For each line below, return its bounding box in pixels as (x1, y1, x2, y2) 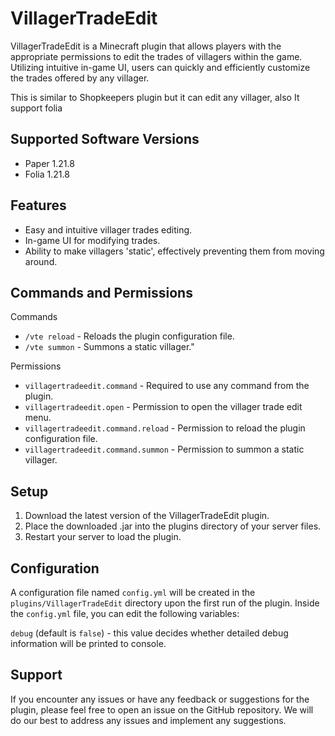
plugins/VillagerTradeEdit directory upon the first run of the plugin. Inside (10, 597, 320, 609)
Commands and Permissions (10, 284, 193, 301)
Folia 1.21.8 (24, 168, 70, 180)
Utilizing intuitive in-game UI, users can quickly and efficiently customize (10, 61, 311, 73)
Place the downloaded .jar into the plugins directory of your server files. (24, 520, 322, 532)
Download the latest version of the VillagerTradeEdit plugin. (24, 510, 270, 522)
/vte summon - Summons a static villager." (24, 341, 195, 353)
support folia (10, 102, 63, 114)
